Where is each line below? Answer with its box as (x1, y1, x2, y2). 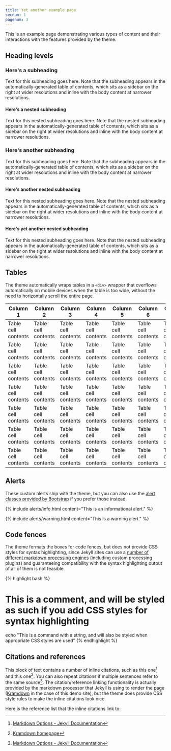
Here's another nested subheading (5, 186, 80, 192)
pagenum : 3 (5, 17, 28, 22)
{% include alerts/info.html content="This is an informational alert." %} (5, 505, 154, 512)
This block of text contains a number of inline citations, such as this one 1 (5, 666, 158, 673)
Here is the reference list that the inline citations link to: (5, 705, 121, 712)
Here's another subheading (5, 147, 75, 154)
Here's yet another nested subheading (5, 226, 89, 232)
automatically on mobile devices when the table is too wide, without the (5, 287, 155, 293)
